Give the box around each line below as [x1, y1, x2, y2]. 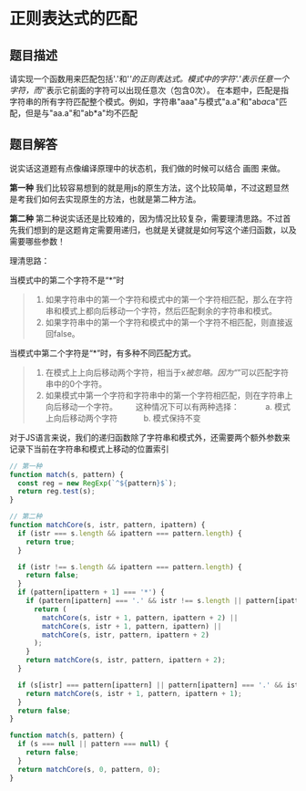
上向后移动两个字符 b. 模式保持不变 [45, 412, 202, 423]
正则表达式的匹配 [9, 8, 138, 29]
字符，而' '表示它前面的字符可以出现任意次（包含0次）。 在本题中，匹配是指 [9, 85, 290, 96]
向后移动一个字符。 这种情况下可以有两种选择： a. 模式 [45, 401, 291, 411]
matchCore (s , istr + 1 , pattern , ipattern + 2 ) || [42, 613, 239, 622]
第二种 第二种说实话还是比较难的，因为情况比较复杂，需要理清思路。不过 [9, 213, 283, 224]
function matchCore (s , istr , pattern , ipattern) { [9, 521, 206, 530]
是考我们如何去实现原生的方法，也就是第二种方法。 [9, 193, 201, 204]
